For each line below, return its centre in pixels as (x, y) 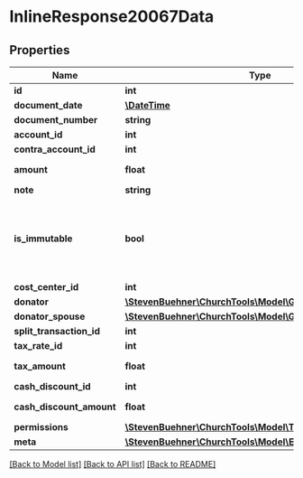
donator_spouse (50, 316)
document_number (56, 120)
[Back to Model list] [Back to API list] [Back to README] (113, 464)
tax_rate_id (38, 346)
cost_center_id (46, 287)
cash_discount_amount (65, 407)
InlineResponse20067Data (112, 17)
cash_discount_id (53, 386)
